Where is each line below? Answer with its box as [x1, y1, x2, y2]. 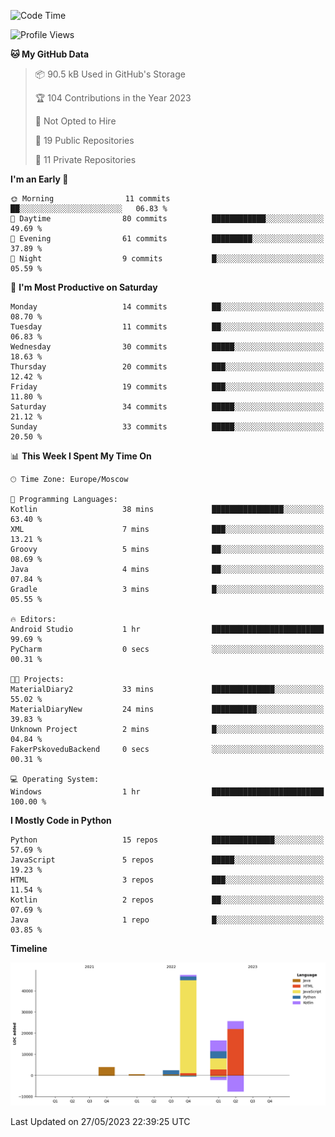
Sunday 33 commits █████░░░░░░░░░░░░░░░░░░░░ [10, 422, 325, 432]
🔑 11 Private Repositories [34, 154, 137, 165]
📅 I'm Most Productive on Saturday [10, 281, 158, 293]
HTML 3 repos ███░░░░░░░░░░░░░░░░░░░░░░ [10, 875, 325, 885]
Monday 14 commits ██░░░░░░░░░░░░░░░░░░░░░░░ [10, 302, 325, 312]
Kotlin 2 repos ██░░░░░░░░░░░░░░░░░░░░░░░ [10, 895, 325, 905]
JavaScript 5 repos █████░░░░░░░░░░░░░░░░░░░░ [10, 855, 325, 865]
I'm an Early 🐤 [10, 173, 69, 185]
